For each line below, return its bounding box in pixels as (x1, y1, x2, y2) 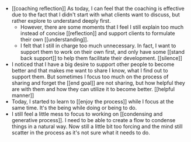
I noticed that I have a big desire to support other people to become (11, 61, 175, 68)
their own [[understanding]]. (20, 36, 89, 43)
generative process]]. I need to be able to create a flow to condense (11, 117, 176, 123)
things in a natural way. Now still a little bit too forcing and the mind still (11, 123, 183, 130)
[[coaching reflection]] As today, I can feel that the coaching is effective (11, 5, 185, 12)
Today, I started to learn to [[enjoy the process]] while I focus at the (11, 98, 174, 105)
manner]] (11, 92, 34, 99)
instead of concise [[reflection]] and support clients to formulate (20, 30, 175, 37)
